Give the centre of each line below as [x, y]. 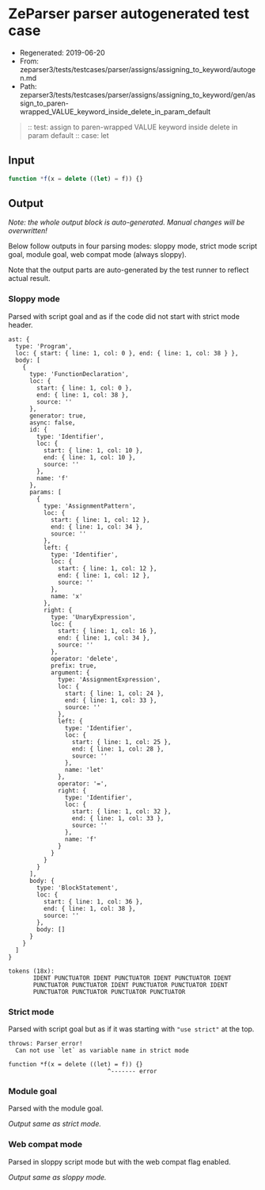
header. [21, 324]
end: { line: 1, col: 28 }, [118, 749]
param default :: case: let [68, 135]
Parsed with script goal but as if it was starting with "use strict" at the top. [131, 1029]
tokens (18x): [32, 971]
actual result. [29, 278]
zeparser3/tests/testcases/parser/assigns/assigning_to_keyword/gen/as [137, 94]
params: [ [45, 492]
